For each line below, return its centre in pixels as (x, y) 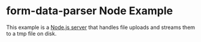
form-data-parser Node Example (89, 11)
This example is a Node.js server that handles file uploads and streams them (101, 27)
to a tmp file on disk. (31, 33)
